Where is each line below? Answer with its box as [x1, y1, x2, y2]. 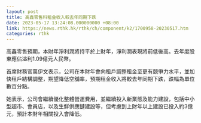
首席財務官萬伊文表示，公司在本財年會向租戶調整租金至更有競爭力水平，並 [6, 68, 190, 75]
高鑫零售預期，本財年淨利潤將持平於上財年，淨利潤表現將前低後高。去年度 [6, 48, 190, 55]
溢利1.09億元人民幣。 [22, 55, 74, 62]
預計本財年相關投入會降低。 [16, 111, 85, 118]
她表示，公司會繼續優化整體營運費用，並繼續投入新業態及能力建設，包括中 [6, 96, 190, 103]
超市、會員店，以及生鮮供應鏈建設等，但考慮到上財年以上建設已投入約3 [11, 103, 188, 110]
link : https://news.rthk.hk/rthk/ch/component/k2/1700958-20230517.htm [6, 25, 188, 31]
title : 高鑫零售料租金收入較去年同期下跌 [6, 14, 97, 20]
